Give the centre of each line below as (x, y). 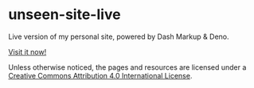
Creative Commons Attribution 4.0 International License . (100, 75)
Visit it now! (27, 52)
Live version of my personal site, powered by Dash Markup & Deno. (119, 36)
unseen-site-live (64, 15)
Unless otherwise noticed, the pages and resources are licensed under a (127, 67)
